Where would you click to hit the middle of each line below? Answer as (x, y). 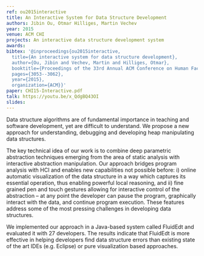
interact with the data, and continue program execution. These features (95, 202)
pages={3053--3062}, (38, 74)
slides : (16, 102)
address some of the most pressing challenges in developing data (89, 208)
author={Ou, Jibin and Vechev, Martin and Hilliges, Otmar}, (91, 62)
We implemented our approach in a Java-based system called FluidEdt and (100, 227)
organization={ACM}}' (39, 86)
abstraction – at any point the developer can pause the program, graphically (101, 195)
